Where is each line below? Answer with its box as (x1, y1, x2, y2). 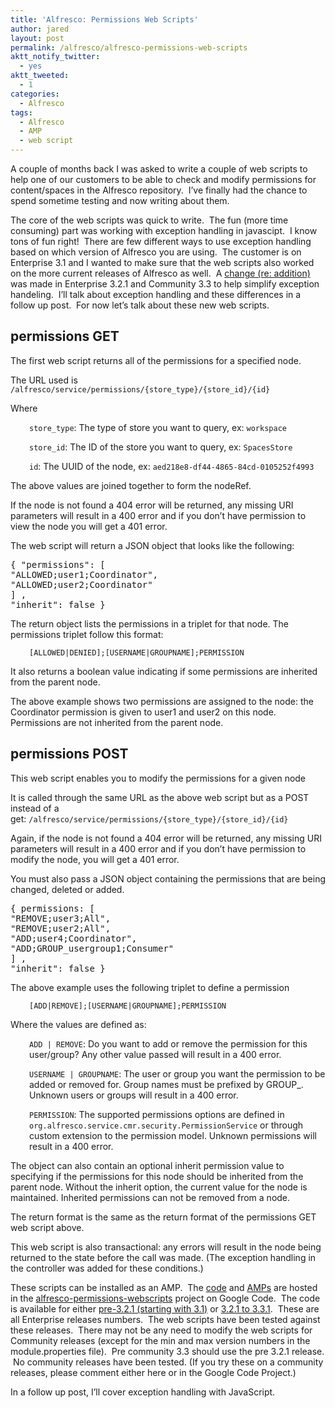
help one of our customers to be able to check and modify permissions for (10, 174, 317, 185)
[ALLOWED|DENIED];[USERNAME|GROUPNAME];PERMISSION (29, 647, 245, 658)
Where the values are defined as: (10, 1018, 147, 1030)
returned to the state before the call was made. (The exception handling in (10, 1251, 317, 1263)
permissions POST (10, 746, 129, 763)
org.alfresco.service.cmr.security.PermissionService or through (29, 1119, 304, 1131)
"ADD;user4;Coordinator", (10, 932, 138, 944)
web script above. (10, 1221, 85, 1233)
